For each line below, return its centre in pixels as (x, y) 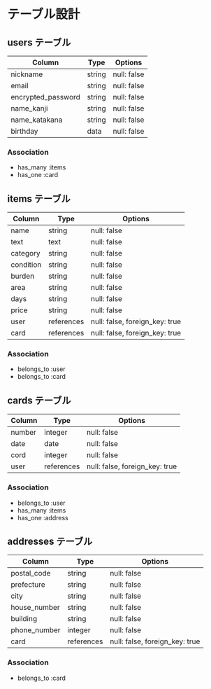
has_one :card (38, 175)
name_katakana (37, 120)
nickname (27, 74)
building (24, 619)
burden (23, 276)
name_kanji (29, 108)
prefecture (28, 585)
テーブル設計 (44, 14)
